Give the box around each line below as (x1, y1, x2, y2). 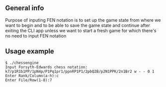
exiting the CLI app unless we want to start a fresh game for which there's (5, 27, 157, 34)
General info (5, 4, 44, 12)
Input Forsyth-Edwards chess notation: (5, 64, 88, 70)
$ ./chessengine (5, 60, 39, 65)
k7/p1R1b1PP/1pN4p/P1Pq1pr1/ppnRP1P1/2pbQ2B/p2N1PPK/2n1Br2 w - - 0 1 (5, 69, 155, 74)
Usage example (5, 47, 55, 56)
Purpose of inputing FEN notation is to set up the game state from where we (5, 17, 161, 23)
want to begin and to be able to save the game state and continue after (5, 22, 150, 28)
